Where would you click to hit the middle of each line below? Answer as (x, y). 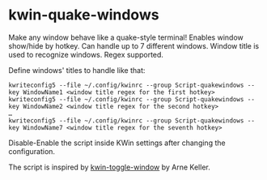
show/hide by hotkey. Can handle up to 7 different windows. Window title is (134, 45)
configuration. (32, 151)
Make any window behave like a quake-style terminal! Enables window (126, 37)
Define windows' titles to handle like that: (77, 70)
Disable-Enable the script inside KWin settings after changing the (117, 143)
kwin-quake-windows (84, 15)
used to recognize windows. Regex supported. (86, 54)
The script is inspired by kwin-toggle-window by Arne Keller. (109, 167)
